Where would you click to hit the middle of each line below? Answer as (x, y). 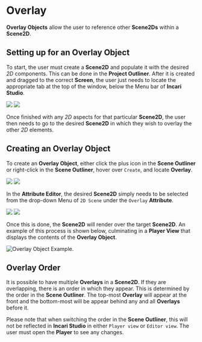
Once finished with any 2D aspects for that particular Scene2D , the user (96, 117)
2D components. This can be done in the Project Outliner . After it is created (100, 74)
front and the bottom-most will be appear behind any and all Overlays (93, 302)
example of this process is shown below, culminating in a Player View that (98, 230)
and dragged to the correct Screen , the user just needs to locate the (91, 80)
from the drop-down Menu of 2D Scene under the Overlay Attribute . (90, 200)
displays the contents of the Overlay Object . (62, 237)
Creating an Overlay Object (58, 149)
